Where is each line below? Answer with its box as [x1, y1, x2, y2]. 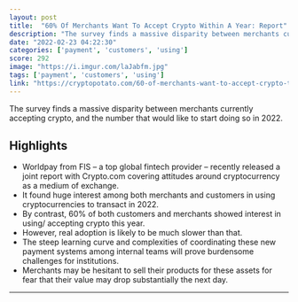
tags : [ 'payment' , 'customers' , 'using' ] [9, 71, 165, 80]
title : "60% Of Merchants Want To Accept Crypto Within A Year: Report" [9, 21, 288, 30]
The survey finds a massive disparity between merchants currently [9, 103, 254, 113]
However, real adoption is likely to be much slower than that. [21, 228, 243, 238]
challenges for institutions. [21, 256, 120, 267]
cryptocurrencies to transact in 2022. [21, 199, 160, 210]
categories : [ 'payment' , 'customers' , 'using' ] [9, 46, 189, 55]
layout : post [9, 12, 58, 22]
